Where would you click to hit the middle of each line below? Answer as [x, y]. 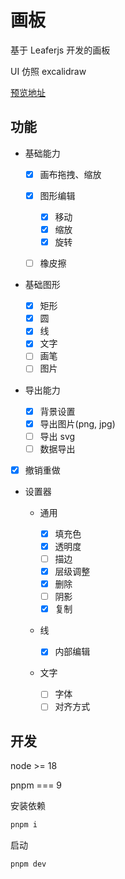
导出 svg [57, 436]
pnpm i [24, 825]
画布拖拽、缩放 [70, 174]
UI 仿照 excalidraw [48, 71]
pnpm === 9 [36, 785]
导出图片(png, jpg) [77, 423]
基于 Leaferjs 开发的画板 [60, 50]
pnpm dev [28, 864]
